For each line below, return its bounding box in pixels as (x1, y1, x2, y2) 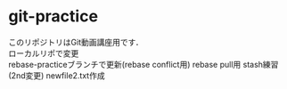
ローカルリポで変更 (8, 47, 79, 59)
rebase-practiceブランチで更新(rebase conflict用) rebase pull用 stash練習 (8, 59, 279, 69)
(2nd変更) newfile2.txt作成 (8, 69, 105, 81)
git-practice (8, 6, 99, 27)
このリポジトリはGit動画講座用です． (8, 36, 143, 47)
